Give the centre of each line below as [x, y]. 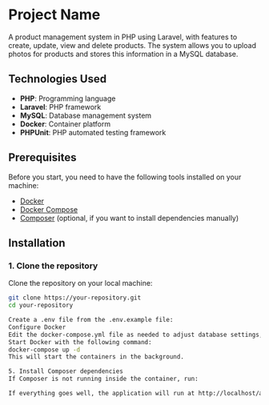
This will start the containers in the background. [96, 357]
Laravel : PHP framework [60, 106]
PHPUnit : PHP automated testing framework [93, 132]
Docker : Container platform [65, 124]
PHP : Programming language [68, 98]
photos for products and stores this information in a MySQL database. [123, 54]
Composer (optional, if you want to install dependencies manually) [129, 218]
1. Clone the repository [53, 266]
